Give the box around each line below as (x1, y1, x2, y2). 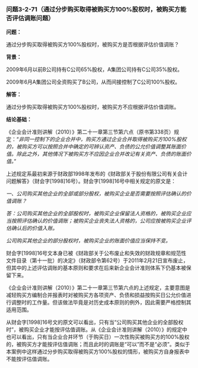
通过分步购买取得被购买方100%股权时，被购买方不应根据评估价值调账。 (6, 103, 180, 111)
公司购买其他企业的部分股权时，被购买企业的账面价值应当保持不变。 (6, 237, 171, 245)
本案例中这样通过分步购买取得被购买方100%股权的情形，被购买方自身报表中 (6, 348, 190, 355)
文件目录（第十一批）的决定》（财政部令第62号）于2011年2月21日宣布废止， (6, 257, 189, 264)
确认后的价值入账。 (11, 225, 58, 232)
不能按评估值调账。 (6, 356, 53, 363)
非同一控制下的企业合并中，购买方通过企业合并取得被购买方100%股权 (18, 136, 187, 143)
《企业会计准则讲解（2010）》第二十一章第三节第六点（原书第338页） (6, 128, 174, 136)
